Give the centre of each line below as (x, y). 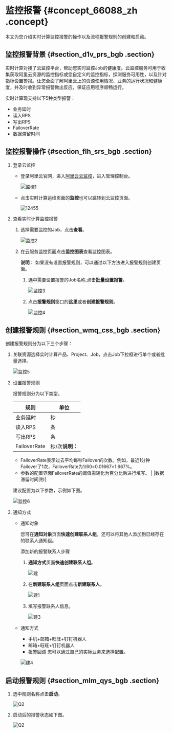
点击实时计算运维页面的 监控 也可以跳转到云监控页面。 (77, 198)
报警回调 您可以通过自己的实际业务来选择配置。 (78, 652)
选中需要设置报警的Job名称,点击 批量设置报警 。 (78, 280)
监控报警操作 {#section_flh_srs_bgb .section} (79, 151)
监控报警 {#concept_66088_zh (71, 11)
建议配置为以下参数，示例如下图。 (49, 490)
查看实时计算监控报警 (35, 219)
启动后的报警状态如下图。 (40, 715)
